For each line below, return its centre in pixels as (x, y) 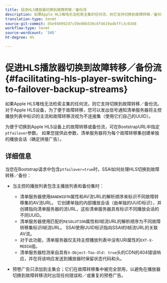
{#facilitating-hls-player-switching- (81, 79)
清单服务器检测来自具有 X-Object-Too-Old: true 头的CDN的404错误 (88, 252)
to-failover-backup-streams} (67, 89)
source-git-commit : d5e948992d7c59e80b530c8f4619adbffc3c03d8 (71, 24)
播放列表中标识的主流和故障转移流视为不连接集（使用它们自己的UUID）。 (79, 116)
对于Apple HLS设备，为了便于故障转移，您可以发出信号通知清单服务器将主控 (83, 110)
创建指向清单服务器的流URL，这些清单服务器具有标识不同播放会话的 (89, 209)
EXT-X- (147, 240)
